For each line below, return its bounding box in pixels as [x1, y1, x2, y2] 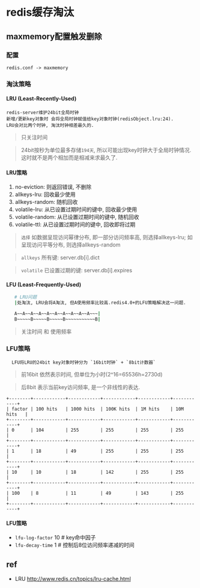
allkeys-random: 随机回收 [14, 198, 78, 206]
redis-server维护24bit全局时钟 [6, 109, 79, 115]
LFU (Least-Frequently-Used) [6, 281, 82, 288]
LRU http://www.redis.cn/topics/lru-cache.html [14, 575, 131, 583]
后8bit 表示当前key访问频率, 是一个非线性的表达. [20, 384, 141, 391]
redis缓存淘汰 [6, 5, 74, 19]
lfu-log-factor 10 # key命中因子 [14, 534, 96, 541]
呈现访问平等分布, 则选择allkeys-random [20, 241, 121, 248]
